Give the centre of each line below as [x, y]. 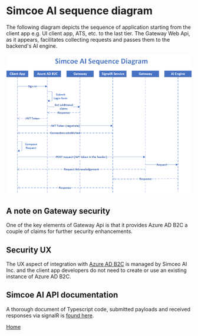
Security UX [29, 250]
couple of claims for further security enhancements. [69, 231]
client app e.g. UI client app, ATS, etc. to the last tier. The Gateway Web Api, [98, 33]
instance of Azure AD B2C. [39, 276]
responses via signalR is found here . [50, 315]
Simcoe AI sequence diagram [80, 11]
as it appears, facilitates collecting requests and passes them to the [88, 39]
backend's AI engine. [32, 46]
